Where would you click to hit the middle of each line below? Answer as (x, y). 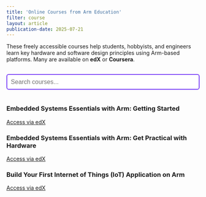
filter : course (26, 18)
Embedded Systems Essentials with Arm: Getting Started (93, 109)
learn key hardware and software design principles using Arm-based (93, 53)
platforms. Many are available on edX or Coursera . (71, 59)
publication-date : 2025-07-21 (45, 29)
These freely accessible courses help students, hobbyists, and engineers (99, 46)
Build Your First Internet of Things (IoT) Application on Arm (96, 174)
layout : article (27, 23)
